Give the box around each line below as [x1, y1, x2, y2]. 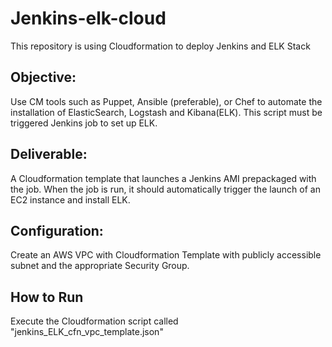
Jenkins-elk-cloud [10, 7, 167, 30]
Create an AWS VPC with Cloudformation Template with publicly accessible [10, 249, 322, 261]
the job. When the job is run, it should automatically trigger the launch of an [10, 183, 321, 195]
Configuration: [10, 222, 104, 239]
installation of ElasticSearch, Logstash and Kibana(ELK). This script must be [10, 106, 323, 118]
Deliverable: [10, 146, 88, 163]
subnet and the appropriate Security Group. [10, 260, 190, 272]
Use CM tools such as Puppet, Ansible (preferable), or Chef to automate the [10, 95, 323, 107]
